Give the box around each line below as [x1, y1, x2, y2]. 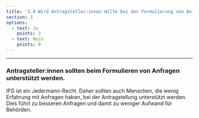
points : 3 [17, 31, 41, 37]
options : [6, 19, 28, 25]
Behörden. [6, 106, 32, 113]
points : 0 [17, 42, 41, 48]
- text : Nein [11, 36, 44, 42]
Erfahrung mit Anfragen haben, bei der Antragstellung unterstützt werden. [6, 94, 187, 101]
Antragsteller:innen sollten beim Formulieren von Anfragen [6, 66, 180, 74]
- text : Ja [11, 25, 38, 31]
